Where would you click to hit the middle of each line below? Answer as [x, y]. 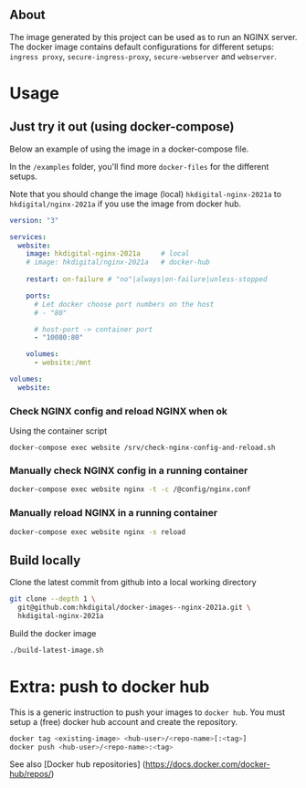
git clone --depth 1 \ [53, 599]
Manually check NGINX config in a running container [129, 471]
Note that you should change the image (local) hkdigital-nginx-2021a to [145, 194]
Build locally [45, 560]
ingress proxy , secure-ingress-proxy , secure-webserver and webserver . [143, 56]
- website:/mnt [63, 363]
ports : [38, 296]
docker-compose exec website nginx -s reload [97, 532]
